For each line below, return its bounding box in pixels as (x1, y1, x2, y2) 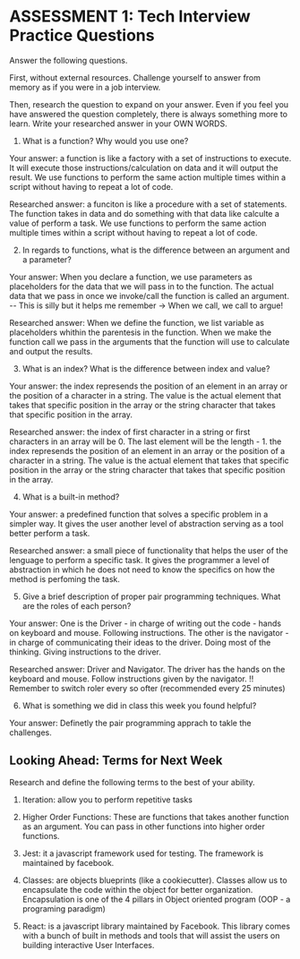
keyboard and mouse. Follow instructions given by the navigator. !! (9, 673, 254, 684)
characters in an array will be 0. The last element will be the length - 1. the (9, 436, 282, 447)
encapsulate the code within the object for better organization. (21, 884, 253, 895)
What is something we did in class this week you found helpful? (21, 700, 257, 711)
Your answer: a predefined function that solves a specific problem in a (9, 509, 269, 519)
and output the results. (9, 346, 93, 356)
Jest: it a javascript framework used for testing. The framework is (21, 848, 264, 859)
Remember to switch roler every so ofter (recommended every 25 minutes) (9, 682, 286, 693)
